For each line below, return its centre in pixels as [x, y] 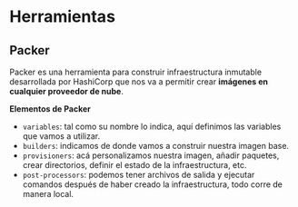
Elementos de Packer [50, 109]
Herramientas [63, 17]
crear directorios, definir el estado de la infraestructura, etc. [134, 165]
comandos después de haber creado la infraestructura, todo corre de [153, 184]
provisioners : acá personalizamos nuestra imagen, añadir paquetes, [151, 155]
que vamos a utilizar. [61, 136]
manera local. [48, 194]
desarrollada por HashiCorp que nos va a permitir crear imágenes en [139, 82]
